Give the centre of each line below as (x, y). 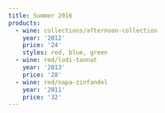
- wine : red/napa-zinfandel (62, 82)
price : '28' (42, 75)
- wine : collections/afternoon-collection (86, 30)
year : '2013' (44, 68)
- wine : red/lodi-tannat (56, 60)
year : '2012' (44, 38)
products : (25, 23)
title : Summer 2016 (40, 16)
